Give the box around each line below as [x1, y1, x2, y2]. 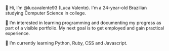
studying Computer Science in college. [5, 10, 87, 16]
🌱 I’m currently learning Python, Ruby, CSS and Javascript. [5, 40, 128, 46]
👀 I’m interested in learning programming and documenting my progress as [5, 20, 161, 25]
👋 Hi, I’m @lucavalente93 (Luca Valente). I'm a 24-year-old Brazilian [5, 5, 147, 10]
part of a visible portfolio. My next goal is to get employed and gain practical [5, 25, 164, 31]
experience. [5, 30, 30, 36]
